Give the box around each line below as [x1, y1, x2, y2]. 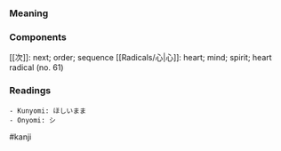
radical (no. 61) [9, 62, 64, 73]
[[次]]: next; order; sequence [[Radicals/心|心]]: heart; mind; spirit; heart [9, 52, 273, 63]
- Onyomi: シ [9, 115, 56, 124]
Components [9, 30, 67, 43]
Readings [9, 84, 52, 97]
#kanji [9, 131, 32, 142]
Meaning [9, 7, 49, 20]
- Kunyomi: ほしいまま [9, 106, 87, 115]
